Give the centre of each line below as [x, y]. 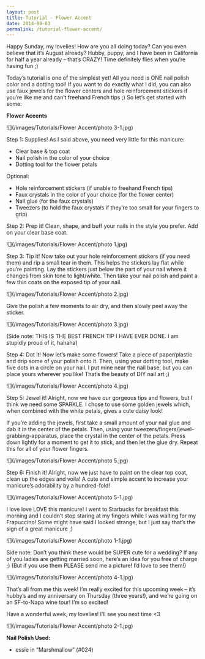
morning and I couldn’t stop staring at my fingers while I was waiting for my [101, 516]
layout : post [23, 12]
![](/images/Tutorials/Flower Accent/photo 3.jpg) [67, 325]
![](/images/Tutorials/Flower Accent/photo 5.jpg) [67, 461]
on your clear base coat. [37, 233]
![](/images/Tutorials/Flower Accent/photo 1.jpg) [67, 244]
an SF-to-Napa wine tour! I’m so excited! [58, 602]
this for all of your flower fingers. [48, 449]
